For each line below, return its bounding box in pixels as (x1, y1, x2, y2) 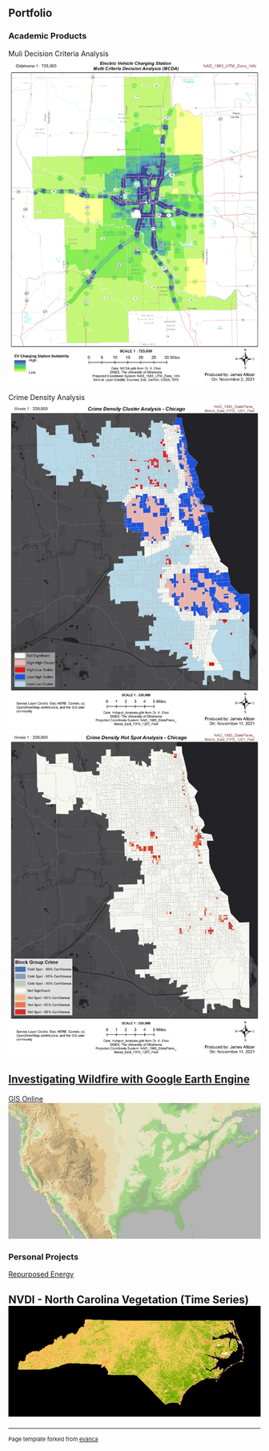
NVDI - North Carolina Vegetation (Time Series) (8, 1292, 250, 1306)
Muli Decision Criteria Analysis (8, 48, 110, 59)
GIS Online (8, 1093, 44, 1103)
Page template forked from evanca (8, 1435, 98, 1443)
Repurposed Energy (8, 1270, 74, 1279)
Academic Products (8, 30, 87, 42)
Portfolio (8, 6, 53, 20)
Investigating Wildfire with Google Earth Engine (8, 1073, 251, 1086)
